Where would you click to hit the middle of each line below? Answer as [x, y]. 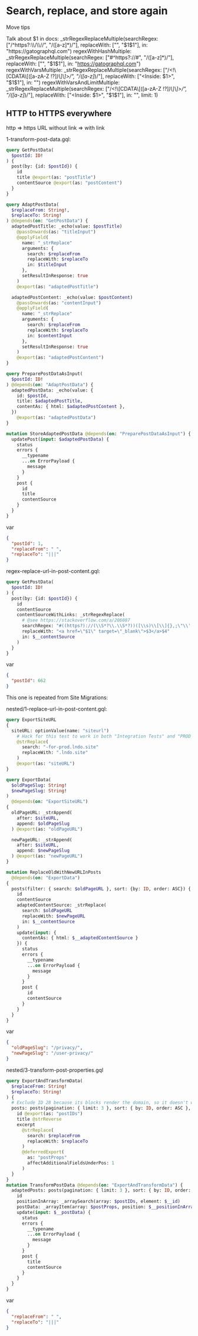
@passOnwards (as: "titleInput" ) [56, 232]
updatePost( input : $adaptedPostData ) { [60, 439]
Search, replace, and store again [87, 11]
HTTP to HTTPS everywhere [59, 113]
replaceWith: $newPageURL [53, 916]
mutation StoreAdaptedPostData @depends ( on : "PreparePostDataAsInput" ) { [99, 434]
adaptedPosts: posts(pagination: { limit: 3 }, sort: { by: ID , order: [101, 1190]
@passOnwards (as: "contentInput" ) [59, 303]
